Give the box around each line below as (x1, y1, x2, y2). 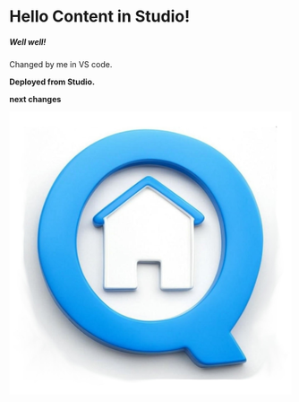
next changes (9, 94, 62, 105)
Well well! (9, 36, 47, 47)
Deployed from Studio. (9, 76, 96, 87)
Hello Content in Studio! (9, 6, 191, 27)
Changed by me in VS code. (9, 59, 113, 70)
